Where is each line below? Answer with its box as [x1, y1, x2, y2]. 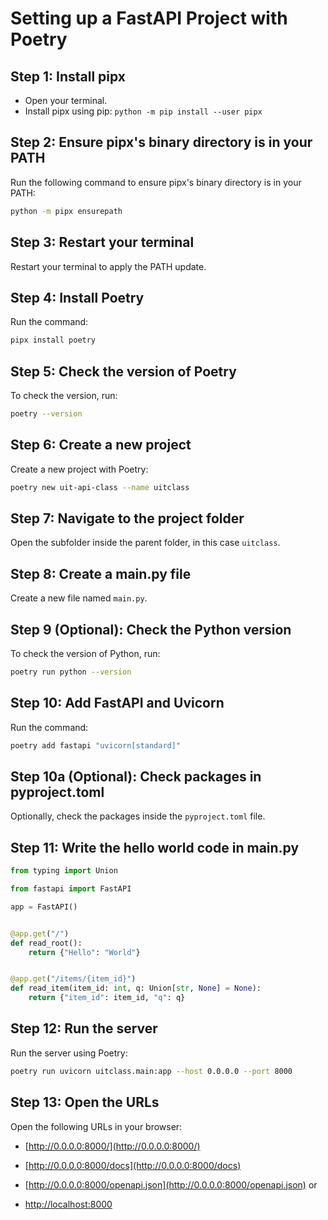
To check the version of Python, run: [10, 648, 161, 659]
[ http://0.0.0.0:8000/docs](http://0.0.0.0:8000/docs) [24, 1159, 242, 1171]
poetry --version [10, 409, 83, 419]
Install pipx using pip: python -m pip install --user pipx [24, 105, 263, 117]
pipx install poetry [10, 335, 97, 346]
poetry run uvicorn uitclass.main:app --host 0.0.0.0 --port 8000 [10, 1066, 293, 1076]
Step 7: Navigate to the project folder [10, 510, 245, 527]
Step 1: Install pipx [10, 68, 126, 85]
